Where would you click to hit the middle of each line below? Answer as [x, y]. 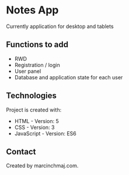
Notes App [32, 10]
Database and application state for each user [69, 77]
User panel [28, 71]
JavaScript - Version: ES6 [46, 133]
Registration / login [37, 65]
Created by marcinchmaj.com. [42, 166]
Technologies [32, 96]
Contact [21, 151]
